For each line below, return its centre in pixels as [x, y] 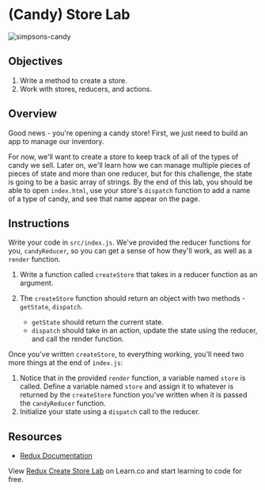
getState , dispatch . [51, 307]
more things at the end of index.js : [66, 363]
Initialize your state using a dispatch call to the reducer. [110, 412]
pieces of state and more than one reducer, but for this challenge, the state [131, 173]
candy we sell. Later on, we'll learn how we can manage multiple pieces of [129, 165]
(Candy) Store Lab [69, 15]
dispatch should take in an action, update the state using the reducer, [144, 331]
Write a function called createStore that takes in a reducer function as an [138, 275]
